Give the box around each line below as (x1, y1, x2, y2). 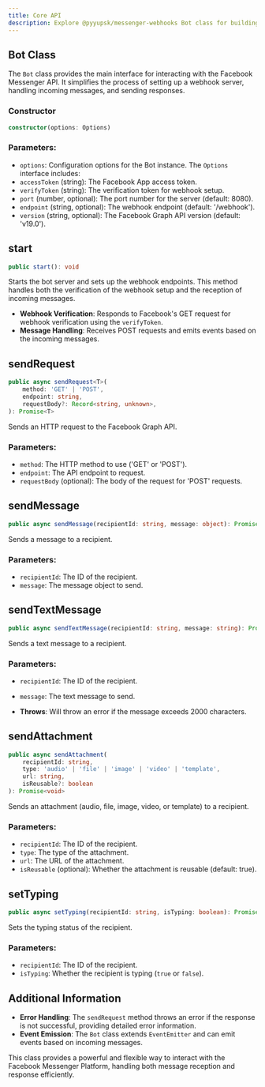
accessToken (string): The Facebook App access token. (19, 177, 197, 186)
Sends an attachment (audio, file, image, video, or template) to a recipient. (8, 801, 250, 811)
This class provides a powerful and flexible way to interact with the (8, 1053, 226, 1063)
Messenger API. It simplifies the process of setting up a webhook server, (8, 77, 244, 87)
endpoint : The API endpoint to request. (19, 468, 146, 477)
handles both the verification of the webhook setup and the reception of (8, 285, 242, 295)
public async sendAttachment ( (8, 750, 108, 758)
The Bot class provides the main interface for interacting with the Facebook (8, 69, 253, 79)
